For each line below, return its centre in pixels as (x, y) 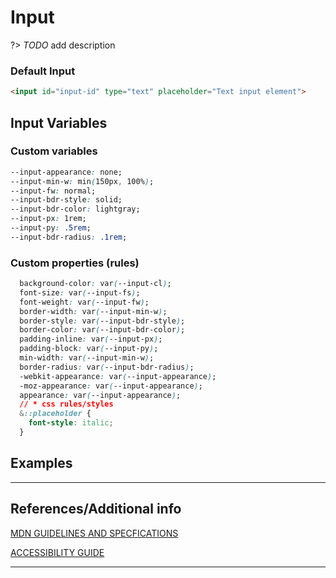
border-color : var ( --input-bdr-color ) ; (102, 330)
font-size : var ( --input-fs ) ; (80, 292)
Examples (41, 463)
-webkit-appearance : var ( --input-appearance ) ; (118, 376)
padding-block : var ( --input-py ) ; (89, 349)
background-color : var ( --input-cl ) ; (95, 284)
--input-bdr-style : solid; (66, 200)
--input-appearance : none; (66, 172)
